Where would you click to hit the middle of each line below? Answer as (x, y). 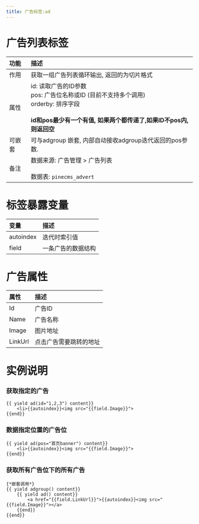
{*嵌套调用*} (20, 484)
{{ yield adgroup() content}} (44, 489)
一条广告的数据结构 (69, 248)
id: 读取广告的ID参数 (59, 86)
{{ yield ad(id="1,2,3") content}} (50, 403)
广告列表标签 (38, 43)
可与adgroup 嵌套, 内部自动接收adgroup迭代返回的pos (106, 140)
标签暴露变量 (38, 205)
